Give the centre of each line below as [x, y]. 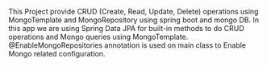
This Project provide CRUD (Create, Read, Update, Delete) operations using [133, 12]
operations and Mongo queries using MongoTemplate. [98, 37]
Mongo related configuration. [57, 54]
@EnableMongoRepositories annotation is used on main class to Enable [127, 45]
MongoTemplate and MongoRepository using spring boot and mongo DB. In [134, 20]
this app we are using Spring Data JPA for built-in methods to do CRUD [126, 28]
